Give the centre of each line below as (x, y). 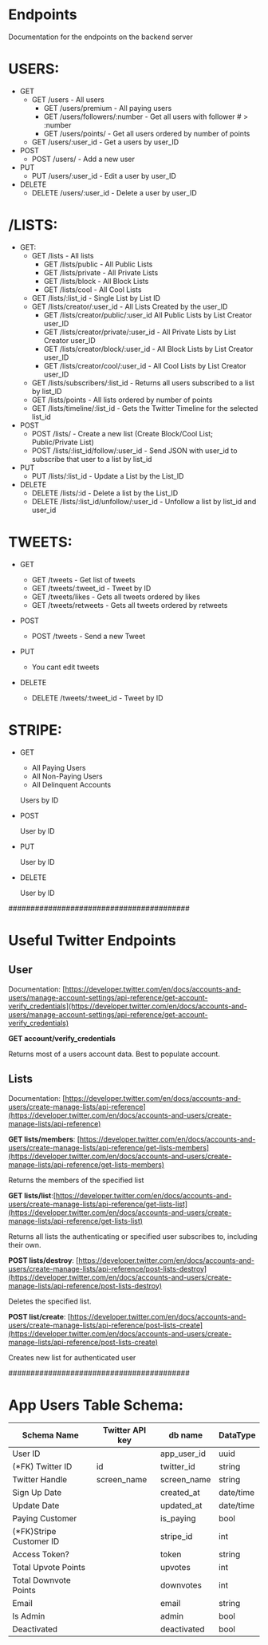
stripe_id (177, 1537)
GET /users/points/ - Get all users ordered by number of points (147, 133)
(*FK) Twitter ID (42, 1467)
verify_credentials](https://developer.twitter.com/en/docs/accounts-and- (128, 1006)
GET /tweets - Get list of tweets (83, 579)
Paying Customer (45, 1519)
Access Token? (41, 1555)
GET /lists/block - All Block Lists (96, 281)
